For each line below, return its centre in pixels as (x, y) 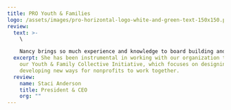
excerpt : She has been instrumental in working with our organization (117, 58)
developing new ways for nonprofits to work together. (100, 70)
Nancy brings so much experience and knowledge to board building (117, 52)
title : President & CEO (54, 90)
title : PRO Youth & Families (49, 13)
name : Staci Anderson (50, 83)
